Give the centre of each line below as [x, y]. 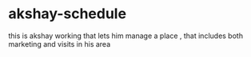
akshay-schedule [67, 14]
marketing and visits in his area [60, 44]
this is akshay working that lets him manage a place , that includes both [126, 36]
